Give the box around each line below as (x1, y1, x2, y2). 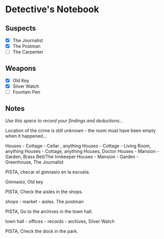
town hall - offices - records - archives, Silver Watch (5, 218, 115, 224)
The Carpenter (12, 49, 44, 55)
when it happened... (5, 133, 47, 139)
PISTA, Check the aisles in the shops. (5, 189, 83, 195)
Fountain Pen (12, 89, 41, 95)
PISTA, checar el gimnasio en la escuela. (5, 169, 90, 175)
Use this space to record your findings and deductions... (5, 118, 123, 123)
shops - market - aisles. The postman (5, 199, 84, 204)
